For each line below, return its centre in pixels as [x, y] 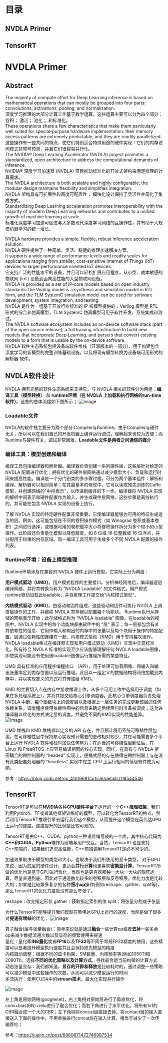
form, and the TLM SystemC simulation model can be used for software [79, 295]
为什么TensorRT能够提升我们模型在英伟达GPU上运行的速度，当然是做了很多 [83, 912]
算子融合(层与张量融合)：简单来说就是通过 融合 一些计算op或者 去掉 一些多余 [82, 929]
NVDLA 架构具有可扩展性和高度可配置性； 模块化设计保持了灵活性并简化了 [82, 194]
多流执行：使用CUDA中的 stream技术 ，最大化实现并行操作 [65, 979]
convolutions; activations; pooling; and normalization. [60, 108]
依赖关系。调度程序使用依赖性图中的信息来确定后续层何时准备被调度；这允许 [84, 708]
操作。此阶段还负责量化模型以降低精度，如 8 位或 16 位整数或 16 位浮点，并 [83, 533]
